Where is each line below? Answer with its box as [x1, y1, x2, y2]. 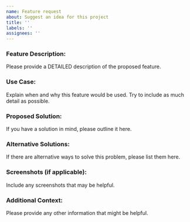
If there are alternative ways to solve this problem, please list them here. [6, 153, 181, 160]
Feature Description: [6, 50, 66, 58]
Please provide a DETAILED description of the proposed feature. [6, 63, 161, 70]
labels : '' [6, 25, 33, 31]
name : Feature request [6, 8, 62, 15]
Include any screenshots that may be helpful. [6, 181, 115, 189]
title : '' [6, 19, 30, 25]
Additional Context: [6, 196, 63, 204]
